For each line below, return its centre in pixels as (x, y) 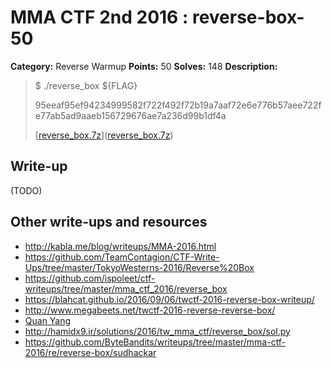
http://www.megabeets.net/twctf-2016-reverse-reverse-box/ (150, 310)
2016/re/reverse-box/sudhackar (90, 352)
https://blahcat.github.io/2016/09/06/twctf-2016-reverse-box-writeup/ (169, 299)
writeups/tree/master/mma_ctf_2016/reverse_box (126, 288)
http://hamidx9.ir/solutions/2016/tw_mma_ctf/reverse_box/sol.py (157, 331)
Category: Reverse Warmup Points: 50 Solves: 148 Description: (144, 66)
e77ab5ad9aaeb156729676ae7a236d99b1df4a (130, 115)
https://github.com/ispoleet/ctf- (90, 278)
